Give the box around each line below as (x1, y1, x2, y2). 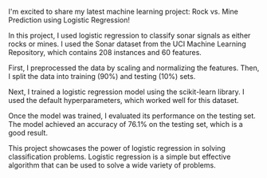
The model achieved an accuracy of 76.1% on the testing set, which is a (8, 120, 243, 129)
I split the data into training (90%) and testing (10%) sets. (8, 72, 196, 81)
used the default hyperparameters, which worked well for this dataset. (8, 96, 239, 105)
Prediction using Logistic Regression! (8, 15, 130, 25)
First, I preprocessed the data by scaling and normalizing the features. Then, (8, 63, 260, 73)
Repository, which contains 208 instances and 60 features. (8, 48, 202, 57)
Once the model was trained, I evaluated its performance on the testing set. (8, 111, 257, 121)
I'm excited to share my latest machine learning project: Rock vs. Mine (8, 7, 239, 16)
